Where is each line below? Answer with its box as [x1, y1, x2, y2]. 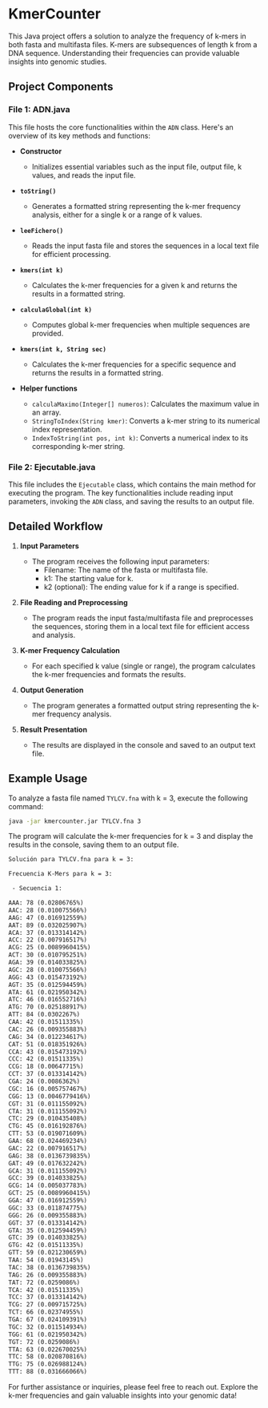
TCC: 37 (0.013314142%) [8, 1294, 88, 1302]
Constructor [19, 146, 62, 156]
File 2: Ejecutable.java [8, 461, 96, 472]
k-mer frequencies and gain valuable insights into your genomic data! [8, 1390, 238, 1401]
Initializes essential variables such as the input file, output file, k [31, 162, 242, 171]
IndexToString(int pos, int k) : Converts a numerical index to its [31, 433, 249, 443]
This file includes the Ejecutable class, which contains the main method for [8, 479, 256, 489]
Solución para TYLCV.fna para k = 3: [8, 856, 134, 864]
